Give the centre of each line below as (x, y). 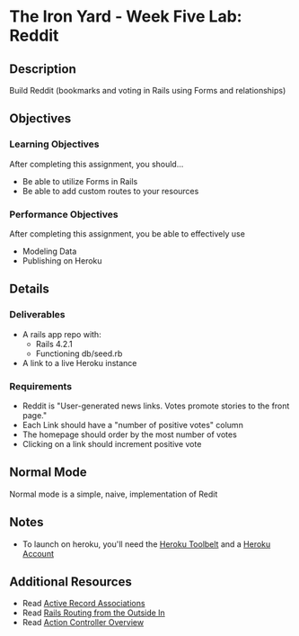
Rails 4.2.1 (54, 344)
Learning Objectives (55, 144)
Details (29, 289)
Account (38, 553)
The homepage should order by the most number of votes (130, 434)
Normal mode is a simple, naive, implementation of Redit (114, 494)
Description (43, 69)
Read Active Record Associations (84, 604)
